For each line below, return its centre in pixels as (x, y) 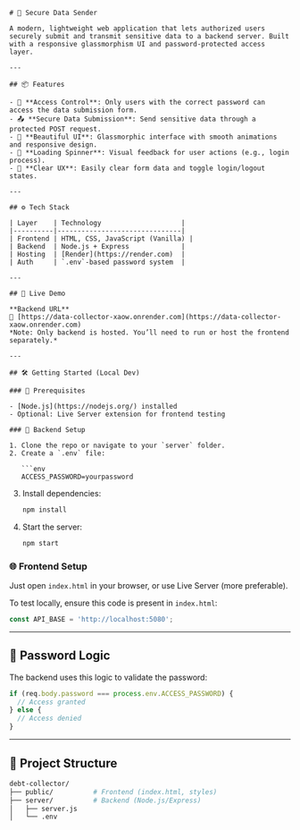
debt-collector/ (39, 783)
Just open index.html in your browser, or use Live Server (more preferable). (149, 586)
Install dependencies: (62, 493)
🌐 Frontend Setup (48, 566)
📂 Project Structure (63, 763)
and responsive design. (54, 145)
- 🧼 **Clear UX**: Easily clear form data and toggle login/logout (137, 168)
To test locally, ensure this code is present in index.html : (113, 603)
